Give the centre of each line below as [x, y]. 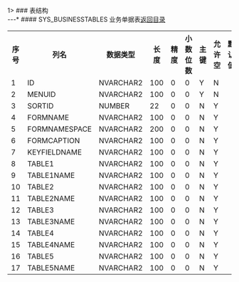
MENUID [42, 94]
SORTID [41, 106]
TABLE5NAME [51, 268]
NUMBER [114, 106]
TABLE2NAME [51, 198]
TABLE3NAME [51, 221]
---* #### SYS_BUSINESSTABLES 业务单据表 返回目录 [86, 19]
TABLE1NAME [51, 175]
